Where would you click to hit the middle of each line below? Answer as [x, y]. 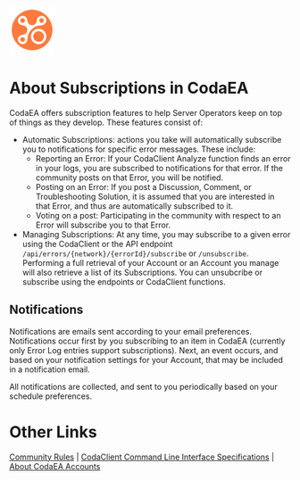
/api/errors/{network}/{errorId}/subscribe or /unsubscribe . [135, 253]
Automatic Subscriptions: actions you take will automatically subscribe [152, 139]
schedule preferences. [50, 396]
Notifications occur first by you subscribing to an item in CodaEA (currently [147, 341]
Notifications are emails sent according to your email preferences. [131, 331]
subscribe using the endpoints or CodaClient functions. [124, 281]
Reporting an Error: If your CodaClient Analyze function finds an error [163, 158]
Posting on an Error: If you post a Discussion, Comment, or [143, 186]
